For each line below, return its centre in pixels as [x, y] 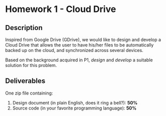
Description [24, 28]
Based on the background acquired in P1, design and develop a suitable [79, 60]
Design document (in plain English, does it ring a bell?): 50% [75, 102]
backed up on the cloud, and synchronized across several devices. [74, 50]
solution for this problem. [31, 65]
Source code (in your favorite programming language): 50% [74, 108]
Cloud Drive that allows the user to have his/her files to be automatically [79, 45]
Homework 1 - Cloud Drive [61, 9]
